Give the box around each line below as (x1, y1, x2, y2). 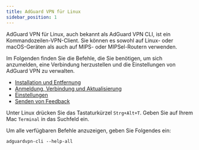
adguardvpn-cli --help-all (6, 138, 73, 144)
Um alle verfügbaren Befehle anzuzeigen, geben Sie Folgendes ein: (6, 127, 171, 134)
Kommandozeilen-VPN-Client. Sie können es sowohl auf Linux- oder (6, 37, 173, 44)
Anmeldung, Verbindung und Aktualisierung (14, 85, 122, 92)
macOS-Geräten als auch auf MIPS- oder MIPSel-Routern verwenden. (6, 43, 177, 50)
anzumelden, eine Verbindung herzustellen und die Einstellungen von (6, 60, 176, 68)
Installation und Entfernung (14, 78, 81, 86)
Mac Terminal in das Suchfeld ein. (6, 115, 90, 122)
